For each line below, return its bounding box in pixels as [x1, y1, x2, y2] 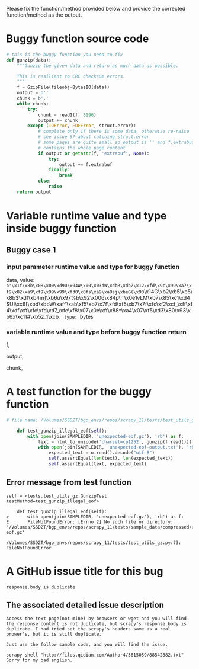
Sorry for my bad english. [6, 657, 73, 663]
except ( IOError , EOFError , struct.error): [27, 123, 136, 129]
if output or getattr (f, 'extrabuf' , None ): [37, 151, 150, 156]
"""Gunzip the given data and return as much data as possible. [17, 62, 179, 69]
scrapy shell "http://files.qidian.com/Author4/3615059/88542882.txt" [6, 652, 184, 658]
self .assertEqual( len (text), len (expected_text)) [48, 456, 174, 462]
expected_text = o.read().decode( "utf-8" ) [48, 450, 155, 456]
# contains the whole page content [37, 145, 126, 151]
